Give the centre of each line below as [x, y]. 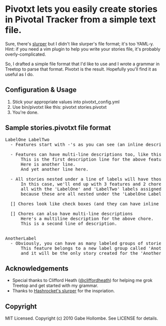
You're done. [25, 112]
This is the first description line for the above [83, 159]
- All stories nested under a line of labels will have [79, 179]
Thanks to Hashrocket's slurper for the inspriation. [63, 291]
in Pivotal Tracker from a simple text [81, 20]
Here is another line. [48, 164]
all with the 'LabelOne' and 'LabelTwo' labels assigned [91, 189]
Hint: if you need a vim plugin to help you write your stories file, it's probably [83, 49]
